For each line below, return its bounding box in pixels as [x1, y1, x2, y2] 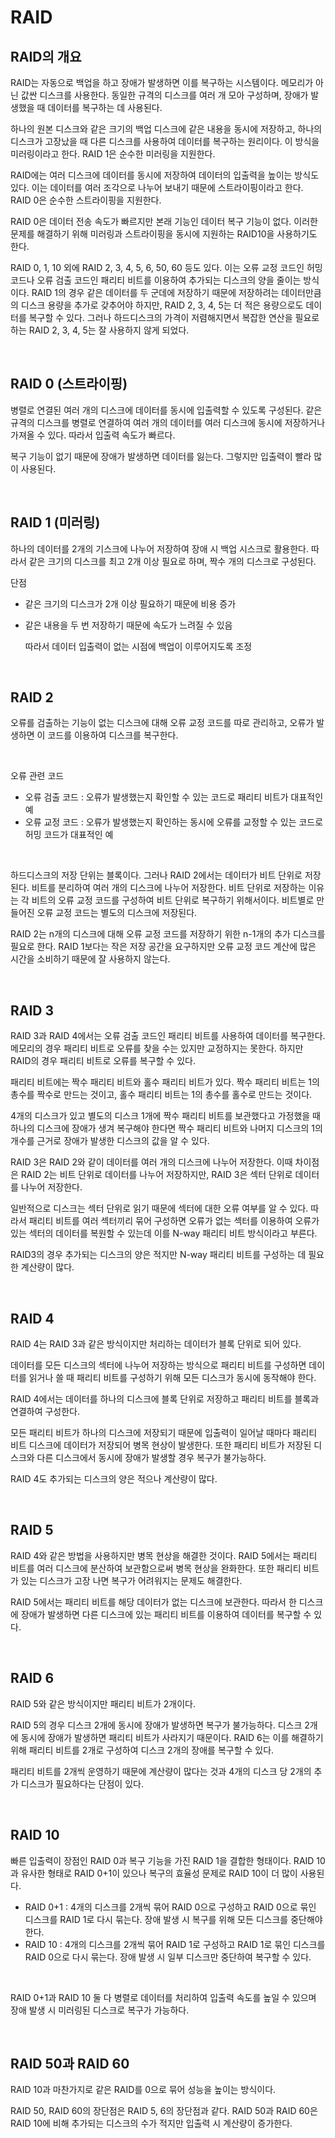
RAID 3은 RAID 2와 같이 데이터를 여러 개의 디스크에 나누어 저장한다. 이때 [10, 1156, 293, 1168]
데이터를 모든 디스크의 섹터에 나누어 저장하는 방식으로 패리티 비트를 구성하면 [10, 1359, 307, 1371]
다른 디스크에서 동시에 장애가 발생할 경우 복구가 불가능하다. [36, 1452, 267, 1464]
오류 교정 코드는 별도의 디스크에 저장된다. [36, 907, 198, 919]
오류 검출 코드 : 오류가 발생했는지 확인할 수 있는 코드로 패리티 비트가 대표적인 [24, 791, 324, 803]
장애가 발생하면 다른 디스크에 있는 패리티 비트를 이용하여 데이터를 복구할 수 [20, 1608, 312, 1620]
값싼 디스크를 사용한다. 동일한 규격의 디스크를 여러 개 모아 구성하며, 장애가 [20, 89, 309, 101]
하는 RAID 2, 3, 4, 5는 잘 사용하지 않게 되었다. [10, 324, 190, 336]
